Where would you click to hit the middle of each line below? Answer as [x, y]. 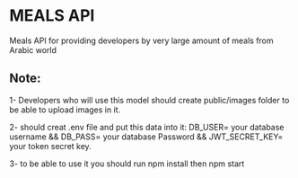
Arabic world [33, 49]
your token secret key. [50, 146]
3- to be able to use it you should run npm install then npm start [127, 164]
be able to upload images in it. [65, 110]
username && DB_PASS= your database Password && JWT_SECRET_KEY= [146, 137]
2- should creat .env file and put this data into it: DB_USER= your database [147, 127]
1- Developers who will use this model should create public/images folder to [149, 100]
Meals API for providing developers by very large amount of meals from [141, 40]
